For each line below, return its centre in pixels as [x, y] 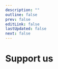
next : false [18, 33]
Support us [29, 59]
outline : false [21, 15]
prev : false [18, 19]
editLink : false [22, 24]
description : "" [22, 10]
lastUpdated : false [26, 29]
